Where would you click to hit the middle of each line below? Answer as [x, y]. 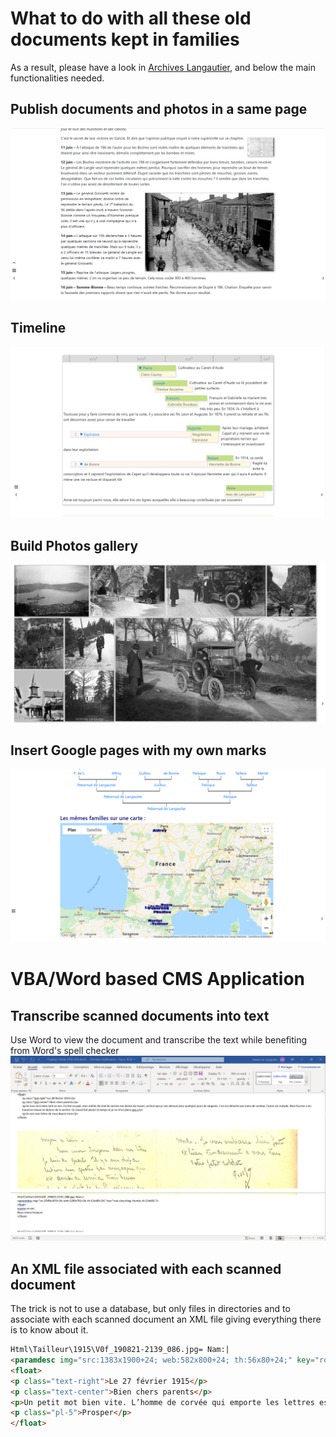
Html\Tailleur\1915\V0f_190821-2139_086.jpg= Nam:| [120, 1350]
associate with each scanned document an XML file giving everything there [166, 1319]
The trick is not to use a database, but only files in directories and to [150, 1309]
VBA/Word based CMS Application [157, 979]
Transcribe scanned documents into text [140, 1015]
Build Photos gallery [74, 545]
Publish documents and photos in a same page [159, 109]
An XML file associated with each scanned [146, 1268]
